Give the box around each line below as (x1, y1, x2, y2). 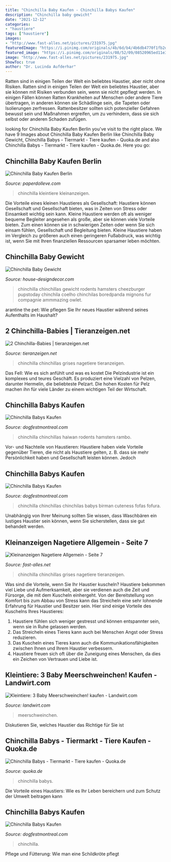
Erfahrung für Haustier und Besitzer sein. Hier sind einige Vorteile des (5, 603, 152, 609)
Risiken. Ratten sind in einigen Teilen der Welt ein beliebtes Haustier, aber (5, 84, 159, 90)
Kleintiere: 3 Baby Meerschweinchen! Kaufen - (5, 671, 157, 680)
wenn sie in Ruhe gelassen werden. (12, 624, 88, 629)
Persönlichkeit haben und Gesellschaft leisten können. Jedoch (5, 455, 136, 461)
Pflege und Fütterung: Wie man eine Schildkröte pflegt (5, 851, 120, 857)
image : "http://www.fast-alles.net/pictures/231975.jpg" (5, 54, 129, 60)
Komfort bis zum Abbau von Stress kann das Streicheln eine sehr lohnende (5, 598, 163, 603)
